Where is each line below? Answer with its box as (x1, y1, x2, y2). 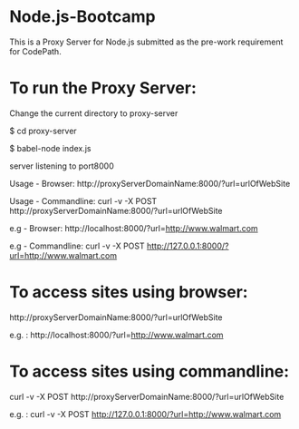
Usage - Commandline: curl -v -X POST (9, 195, 158, 206)
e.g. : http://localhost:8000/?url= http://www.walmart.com (9, 329, 224, 340)
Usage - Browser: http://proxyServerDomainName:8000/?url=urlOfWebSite (9, 178, 291, 189)
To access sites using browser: (9, 282, 248, 303)
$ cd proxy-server (9, 125, 77, 136)
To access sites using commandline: (9, 361, 290, 382)
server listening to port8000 (9, 161, 115, 171)
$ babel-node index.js (9, 142, 92, 153)
